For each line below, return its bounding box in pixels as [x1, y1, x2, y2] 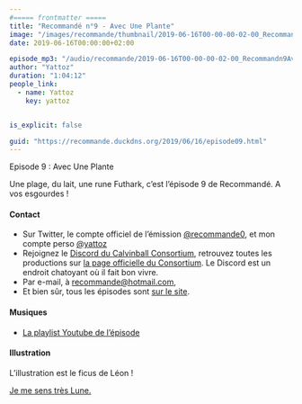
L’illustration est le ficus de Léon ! [9, 367, 134, 378]
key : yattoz [25, 96, 70, 105]
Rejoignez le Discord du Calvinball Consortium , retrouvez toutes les [22, 248, 272, 259]
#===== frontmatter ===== [9, 13, 106, 22]
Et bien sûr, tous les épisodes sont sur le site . [22, 286, 191, 297]
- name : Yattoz [17, 87, 75, 97]
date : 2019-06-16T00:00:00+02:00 [9, 38, 135, 48]
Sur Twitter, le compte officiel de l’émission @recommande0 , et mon [22, 229, 276, 239]
